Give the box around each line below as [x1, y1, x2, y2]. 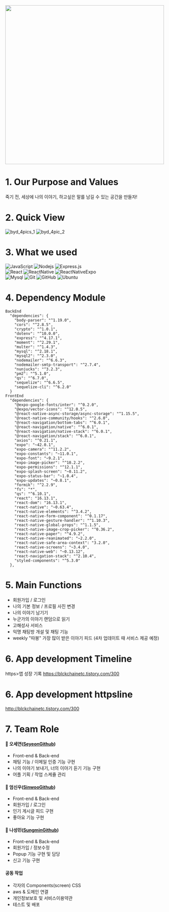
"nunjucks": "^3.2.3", [14, 366, 62, 372]
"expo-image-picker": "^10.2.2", [14, 460, 85, 465]
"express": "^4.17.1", [14, 335, 62, 340]
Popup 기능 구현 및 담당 [12, 851, 60, 857]
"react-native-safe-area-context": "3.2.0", [14, 540, 110, 545]
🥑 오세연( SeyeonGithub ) [5, 741, 56, 747]
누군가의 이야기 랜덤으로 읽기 [12, 615, 70, 622]
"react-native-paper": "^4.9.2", [14, 531, 85, 536]
